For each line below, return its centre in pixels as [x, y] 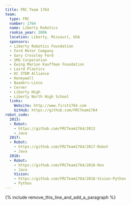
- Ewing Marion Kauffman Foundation [47, 64]
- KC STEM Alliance [29, 74]
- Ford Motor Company [32, 51]
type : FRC [19, 19]
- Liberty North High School [39, 96]
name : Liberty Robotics [34, 28]
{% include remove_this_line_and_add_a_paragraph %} [61, 197]
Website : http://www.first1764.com [50, 106]
